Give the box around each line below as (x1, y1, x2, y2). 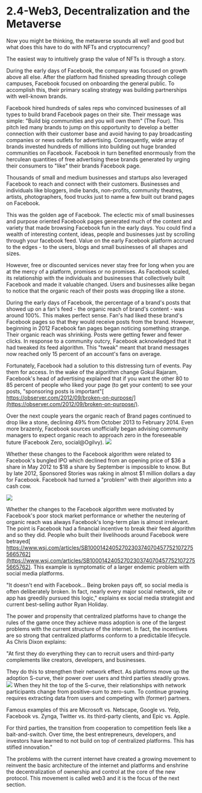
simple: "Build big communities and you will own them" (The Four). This (6, 117, 184, 125)
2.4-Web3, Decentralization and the (6, 4, 190, 18)
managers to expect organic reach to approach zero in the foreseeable (6, 431, 182, 439)
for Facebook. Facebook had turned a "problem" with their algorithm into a (6, 476, 192, 483)
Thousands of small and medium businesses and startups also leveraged (6, 173, 188, 181)
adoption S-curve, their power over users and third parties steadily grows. (6, 674, 191, 681)
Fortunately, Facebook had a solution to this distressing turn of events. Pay (6, 361, 192, 369)
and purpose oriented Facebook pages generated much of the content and (6, 218, 193, 225)
